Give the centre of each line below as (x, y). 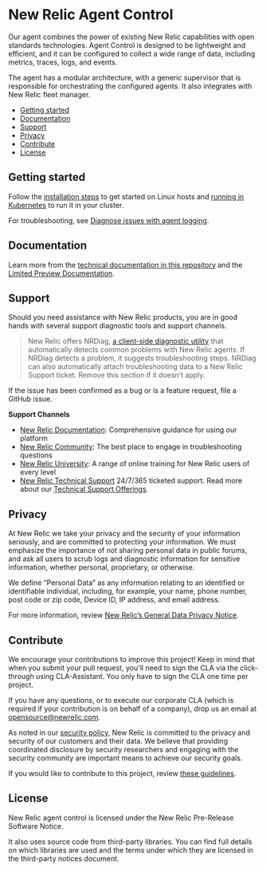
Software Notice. (36, 826)
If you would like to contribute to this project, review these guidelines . (122, 773)
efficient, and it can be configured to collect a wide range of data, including (132, 53)
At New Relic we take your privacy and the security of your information (124, 534)
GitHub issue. (31, 399)
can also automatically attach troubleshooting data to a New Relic (135, 367)
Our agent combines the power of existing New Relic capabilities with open (131, 37)
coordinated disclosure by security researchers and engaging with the (123, 749)
